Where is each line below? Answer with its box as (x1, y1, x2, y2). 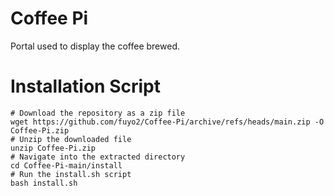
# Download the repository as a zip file (10, 108, 186, 118)
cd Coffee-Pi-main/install (10, 160, 123, 171)
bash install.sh (10, 178, 78, 188)
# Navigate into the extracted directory (10, 152, 186, 162)
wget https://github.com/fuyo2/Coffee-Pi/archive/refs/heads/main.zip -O (10, 117, 325, 127)
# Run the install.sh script (10, 169, 132, 179)
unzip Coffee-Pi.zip (10, 143, 97, 153)
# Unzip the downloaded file (10, 134, 132, 144)
